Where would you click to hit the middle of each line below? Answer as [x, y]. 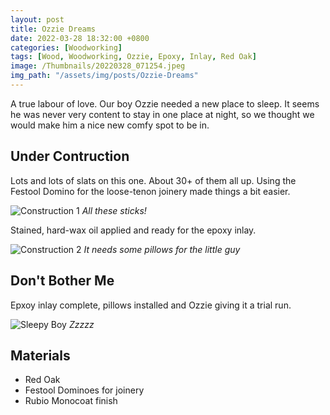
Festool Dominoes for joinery [84, 390]
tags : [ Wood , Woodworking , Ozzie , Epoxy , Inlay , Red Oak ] [133, 57]
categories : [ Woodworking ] [66, 47]
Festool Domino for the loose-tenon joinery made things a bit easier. [150, 191]
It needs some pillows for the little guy [162, 249]
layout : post [37, 19]
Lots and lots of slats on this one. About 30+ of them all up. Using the [153, 180]
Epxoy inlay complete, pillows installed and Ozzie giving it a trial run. [151, 305]
